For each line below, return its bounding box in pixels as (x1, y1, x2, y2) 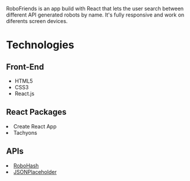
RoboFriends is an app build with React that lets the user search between (6, 5, 184, 12)
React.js (14, 90, 35, 97)
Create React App (14, 122, 57, 130)
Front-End (6, 62, 44, 72)
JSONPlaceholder (14, 168, 57, 175)
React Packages (6, 107, 67, 117)
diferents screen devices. (6, 18, 68, 24)
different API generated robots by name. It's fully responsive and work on (6, 11, 185, 18)
